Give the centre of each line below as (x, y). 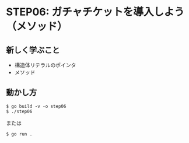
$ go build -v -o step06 (36, 106)
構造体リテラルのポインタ (45, 65)
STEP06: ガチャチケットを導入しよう (95, 12)
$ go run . (19, 134)
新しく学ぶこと (33, 50)
